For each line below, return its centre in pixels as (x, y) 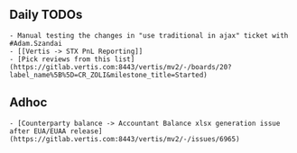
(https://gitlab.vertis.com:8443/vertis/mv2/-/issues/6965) (125, 139)
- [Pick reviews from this (60, 59)
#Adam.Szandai (36, 43)
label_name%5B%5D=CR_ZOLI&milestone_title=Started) (108, 75)
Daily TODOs (46, 15)
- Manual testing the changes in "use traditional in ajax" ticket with (149, 35)
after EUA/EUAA (38, 131)
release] (86, 131)
